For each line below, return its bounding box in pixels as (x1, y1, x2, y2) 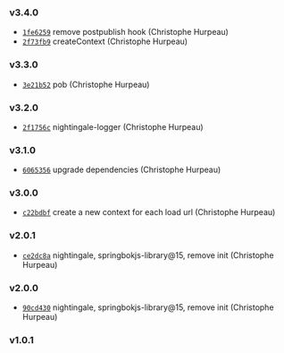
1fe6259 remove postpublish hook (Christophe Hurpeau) (21, 27, 230, 38)
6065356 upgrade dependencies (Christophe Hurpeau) (21, 164, 221, 176)
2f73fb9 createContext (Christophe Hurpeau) (21, 36, 188, 47)
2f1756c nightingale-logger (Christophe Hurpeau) (21, 121, 204, 132)
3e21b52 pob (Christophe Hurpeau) (21, 79, 150, 90)
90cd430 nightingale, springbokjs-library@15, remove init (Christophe (21, 302, 274, 313)
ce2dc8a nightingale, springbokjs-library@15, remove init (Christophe (21, 249, 274, 261)
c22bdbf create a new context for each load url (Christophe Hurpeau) (21, 207, 276, 218)
